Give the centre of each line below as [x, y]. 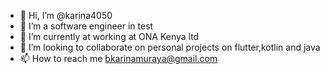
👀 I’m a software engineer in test [86, 26]
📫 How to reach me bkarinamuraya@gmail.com [118, 58]
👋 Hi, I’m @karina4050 [66, 15]
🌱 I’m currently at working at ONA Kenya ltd [109, 36]
